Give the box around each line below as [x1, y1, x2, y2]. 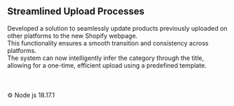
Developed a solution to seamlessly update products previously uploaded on [7, 24, 228, 32]
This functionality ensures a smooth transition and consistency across [7, 38, 209, 47]
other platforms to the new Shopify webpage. [7, 31, 138, 40]
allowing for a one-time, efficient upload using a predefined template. [7, 61, 207, 69]
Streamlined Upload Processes [7, 6, 145, 17]
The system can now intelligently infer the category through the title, [7, 54, 205, 62]
